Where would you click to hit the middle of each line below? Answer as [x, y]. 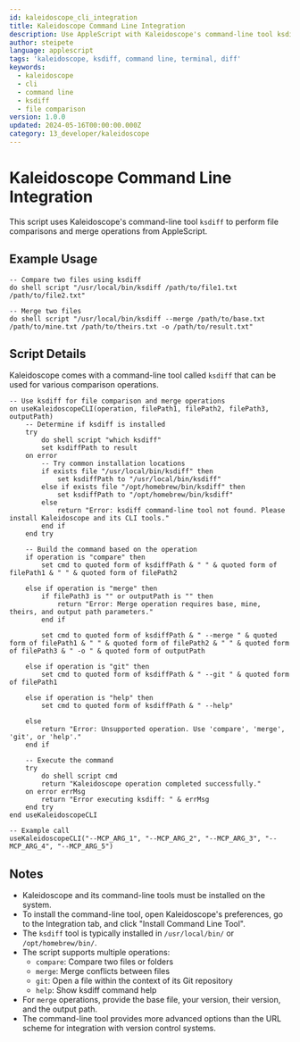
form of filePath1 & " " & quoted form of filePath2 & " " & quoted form [150, 644]
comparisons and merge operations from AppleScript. [108, 231]
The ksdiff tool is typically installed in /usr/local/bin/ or [128, 933]
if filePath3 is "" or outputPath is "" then [128, 596]
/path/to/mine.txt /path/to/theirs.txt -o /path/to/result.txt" [131, 327]
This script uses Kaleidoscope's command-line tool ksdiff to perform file [144, 221]
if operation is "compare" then [85, 558]
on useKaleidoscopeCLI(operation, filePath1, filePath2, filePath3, [139, 409]
